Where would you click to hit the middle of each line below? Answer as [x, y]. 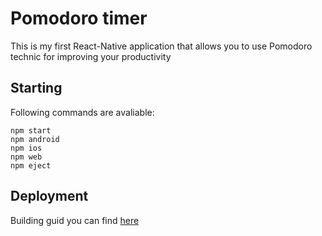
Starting [36, 88]
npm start [31, 130]
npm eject [31, 165]
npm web [26, 157]
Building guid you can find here [75, 220]
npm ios [26, 148]
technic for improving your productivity [91, 56]
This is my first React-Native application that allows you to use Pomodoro [161, 46]
